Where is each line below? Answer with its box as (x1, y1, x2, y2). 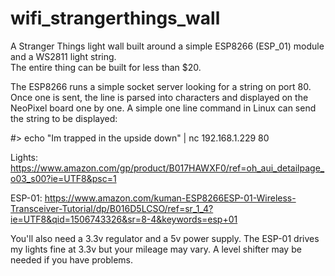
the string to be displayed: (10, 112, 118, 124)
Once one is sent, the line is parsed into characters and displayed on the (10, 91, 309, 103)
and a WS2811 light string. (10, 50, 117, 62)
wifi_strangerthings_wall (10, 7, 221, 30)
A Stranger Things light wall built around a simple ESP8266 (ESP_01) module (10, 40, 325, 52)
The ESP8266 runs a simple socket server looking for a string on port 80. (10, 80, 312, 92)
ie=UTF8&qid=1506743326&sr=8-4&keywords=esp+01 (10, 213, 238, 225)
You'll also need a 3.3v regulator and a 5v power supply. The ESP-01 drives (10, 232, 320, 244)
